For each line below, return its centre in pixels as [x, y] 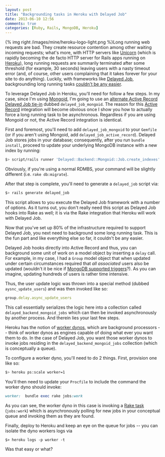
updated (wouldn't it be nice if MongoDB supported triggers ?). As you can [81, 269]
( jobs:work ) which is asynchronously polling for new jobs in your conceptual [83, 411]
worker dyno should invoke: [33, 387]
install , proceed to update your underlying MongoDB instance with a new [81, 145]
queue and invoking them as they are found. [50, 416]
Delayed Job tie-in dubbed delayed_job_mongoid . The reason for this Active [82, 104]
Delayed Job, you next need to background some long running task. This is [82, 233]
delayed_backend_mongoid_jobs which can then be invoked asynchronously [81, 312]
